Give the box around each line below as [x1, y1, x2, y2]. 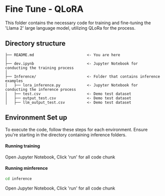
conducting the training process [5, 65, 74, 70]
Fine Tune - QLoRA [5, 3, 84, 15]
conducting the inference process [5, 87, 77, 92]
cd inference [5, 176, 32, 181]
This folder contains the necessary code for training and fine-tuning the [5, 20, 151, 26]
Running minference [5, 165, 48, 171]
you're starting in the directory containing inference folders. [5, 132, 127, 138]
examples [5, 78, 23, 83]
